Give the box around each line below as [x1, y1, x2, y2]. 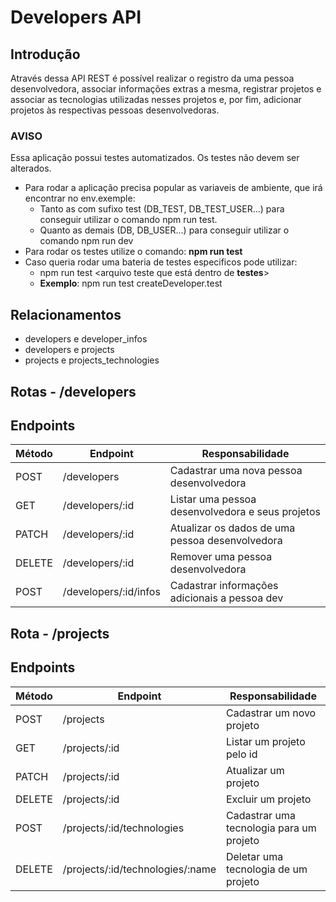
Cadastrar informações [169, 579, 279, 593]
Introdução [10, 46, 81, 63]
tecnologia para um [225, 821, 317, 835]
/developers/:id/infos [62, 585, 161, 599]
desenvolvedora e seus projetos [169, 505, 321, 519]
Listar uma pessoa [169, 492, 257, 506]
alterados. [10, 162, 52, 175]
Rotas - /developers [10, 383, 137, 400]
